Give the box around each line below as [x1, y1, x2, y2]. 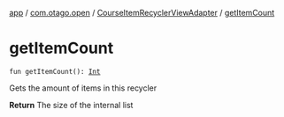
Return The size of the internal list [9, 99, 134, 110]
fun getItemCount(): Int [9, 67, 101, 76]
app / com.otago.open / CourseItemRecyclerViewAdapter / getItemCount [9, 8, 275, 18]
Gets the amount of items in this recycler [9, 83, 157, 93]
